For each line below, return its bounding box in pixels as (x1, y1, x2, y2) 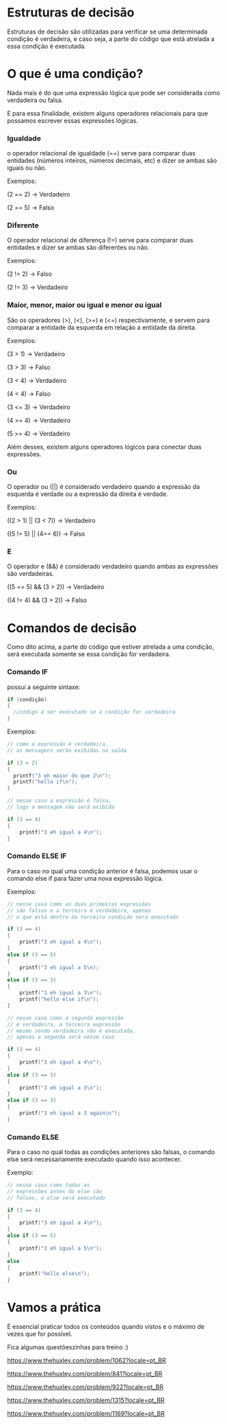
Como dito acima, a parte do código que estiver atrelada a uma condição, (7, 642, 214, 651)
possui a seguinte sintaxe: (7, 683, 81, 691)
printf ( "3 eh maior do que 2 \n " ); (13, 772, 111, 779)
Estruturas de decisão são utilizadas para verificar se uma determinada (7, 27, 208, 36)
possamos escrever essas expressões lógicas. (7, 116, 139, 125)
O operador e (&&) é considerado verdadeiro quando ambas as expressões (7, 562, 219, 571)
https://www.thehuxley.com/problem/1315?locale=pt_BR (7, 1396, 165, 1405)
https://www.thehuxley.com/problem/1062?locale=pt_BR (7, 1356, 166, 1364)
